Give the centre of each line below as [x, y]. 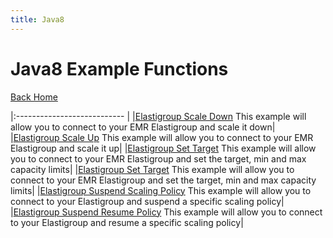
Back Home [34, 97]
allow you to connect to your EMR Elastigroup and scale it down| [143, 127]
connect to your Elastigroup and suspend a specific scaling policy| [147, 201]
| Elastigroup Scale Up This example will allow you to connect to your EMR [162, 137]
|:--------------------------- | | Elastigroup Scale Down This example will [158, 116]
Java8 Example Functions [119, 68]
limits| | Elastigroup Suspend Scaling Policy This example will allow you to [161, 190]
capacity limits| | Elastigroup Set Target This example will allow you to [152, 169]
